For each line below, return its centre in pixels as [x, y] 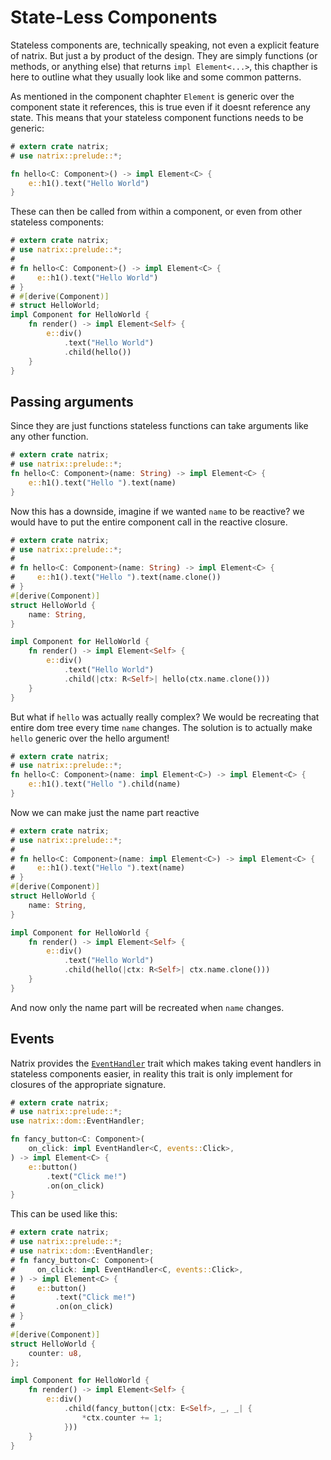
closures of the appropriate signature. [88, 1084]
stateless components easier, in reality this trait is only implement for [151, 1073]
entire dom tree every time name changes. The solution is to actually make [161, 727]
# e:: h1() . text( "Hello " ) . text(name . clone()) [116, 577]
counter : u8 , [55, 1353]
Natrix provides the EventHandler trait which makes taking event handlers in [166, 1063]
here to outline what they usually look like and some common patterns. [156, 77]
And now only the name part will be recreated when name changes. [147, 1007]
